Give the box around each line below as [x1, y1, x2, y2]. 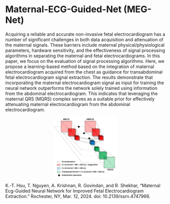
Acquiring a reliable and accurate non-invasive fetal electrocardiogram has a [5, 31, 165, 37]
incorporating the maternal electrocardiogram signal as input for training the [5, 80, 164, 86]
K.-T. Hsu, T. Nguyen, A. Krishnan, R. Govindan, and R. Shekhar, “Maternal [5, 182, 161, 188]
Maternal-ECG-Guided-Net [5, 4, 122, 15]
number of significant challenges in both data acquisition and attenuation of [5, 37, 164, 43]
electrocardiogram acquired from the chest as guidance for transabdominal [5, 69, 163, 75]
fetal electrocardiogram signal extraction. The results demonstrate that [5, 74, 153, 80]
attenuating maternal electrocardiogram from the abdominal [5, 101, 130, 107]
